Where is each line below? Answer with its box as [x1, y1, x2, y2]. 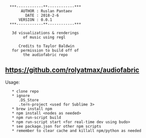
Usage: [5, 79, 20, 85]
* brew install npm [11, 106, 52, 111]
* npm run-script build [11, 115, 61, 120]
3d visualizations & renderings [11, 30, 79, 35]
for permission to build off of [11, 48, 79, 53]
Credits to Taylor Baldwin [18, 43, 75, 48]
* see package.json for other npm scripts [11, 123, 101, 129]
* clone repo [11, 88, 39, 94]
